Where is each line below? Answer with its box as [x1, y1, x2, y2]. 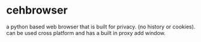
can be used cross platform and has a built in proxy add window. [6, 29, 166, 36]
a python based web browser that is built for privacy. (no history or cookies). [6, 23, 196, 30]
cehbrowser [6, 4, 68, 17]
